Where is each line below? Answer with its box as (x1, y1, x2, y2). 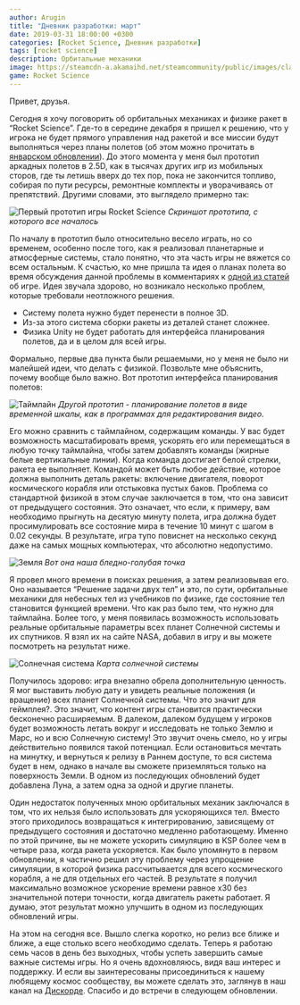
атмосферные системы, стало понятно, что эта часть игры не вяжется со (9, 252, 291, 263)
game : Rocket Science (9, 71, 90, 80)
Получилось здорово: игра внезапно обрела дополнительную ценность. (9, 675, 287, 686)
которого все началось (9, 215, 99, 226)
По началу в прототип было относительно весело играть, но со (9, 233, 253, 244)
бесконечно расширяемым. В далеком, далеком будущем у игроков (9, 713, 272, 724)
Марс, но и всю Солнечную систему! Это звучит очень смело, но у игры (9, 732, 287, 742)
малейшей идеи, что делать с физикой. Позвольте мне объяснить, (9, 363, 263, 373)
